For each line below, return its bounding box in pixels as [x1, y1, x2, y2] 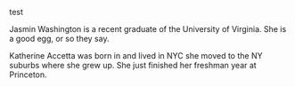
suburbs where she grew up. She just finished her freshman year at [9, 60, 257, 70]
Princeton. [9, 69, 47, 80]
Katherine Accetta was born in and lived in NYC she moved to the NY [9, 51, 263, 60]
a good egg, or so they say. [9, 34, 110, 43]
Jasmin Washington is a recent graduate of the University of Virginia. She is [9, 24, 287, 34]
